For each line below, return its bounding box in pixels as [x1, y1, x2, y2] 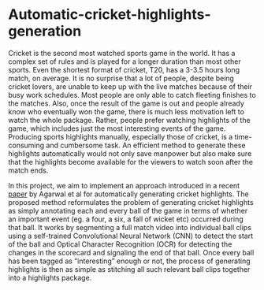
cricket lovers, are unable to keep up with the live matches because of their [8, 81, 253, 91]
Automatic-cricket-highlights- [8, 6, 211, 24]
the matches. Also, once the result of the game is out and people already [8, 99, 244, 108]
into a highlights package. [8, 273, 92, 282]
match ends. [8, 165, 49, 175]
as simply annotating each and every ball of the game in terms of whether [8, 206, 248, 215]
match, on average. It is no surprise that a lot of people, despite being [8, 73, 235, 83]
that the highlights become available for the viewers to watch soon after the [8, 157, 254, 166]
